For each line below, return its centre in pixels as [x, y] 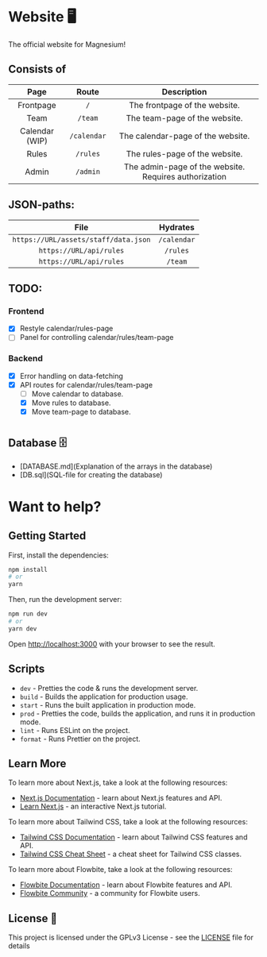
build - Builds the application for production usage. [104, 697]
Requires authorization [184, 176]
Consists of [37, 69]
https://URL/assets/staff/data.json [81, 239]
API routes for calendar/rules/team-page [86, 384]
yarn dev [23, 629]
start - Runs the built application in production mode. [108, 704]
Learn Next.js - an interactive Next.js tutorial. [93, 807]
